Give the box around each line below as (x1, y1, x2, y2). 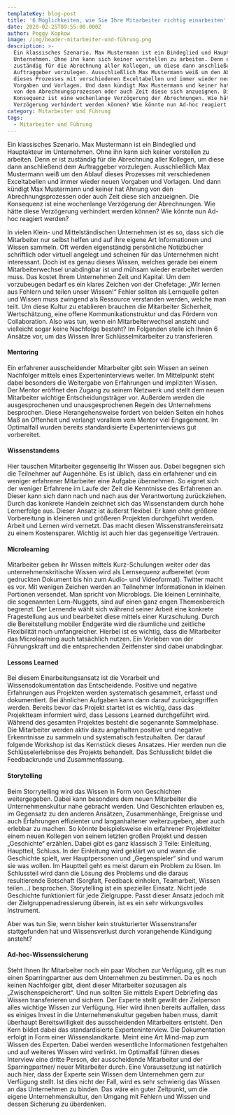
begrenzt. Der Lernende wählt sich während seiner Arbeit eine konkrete (7, 605, 214, 613)
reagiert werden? (20, 214, 69, 222)
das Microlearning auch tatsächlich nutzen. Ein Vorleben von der (7, 634, 194, 644)
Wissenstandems (7, 446, 59, 455)
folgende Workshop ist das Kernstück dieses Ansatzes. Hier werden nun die (7, 741, 227, 749)
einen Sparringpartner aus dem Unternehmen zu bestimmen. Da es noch (7, 973, 218, 981)
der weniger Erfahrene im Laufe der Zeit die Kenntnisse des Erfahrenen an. (7, 484, 223, 492)
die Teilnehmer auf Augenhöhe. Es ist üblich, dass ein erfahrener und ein (7, 469, 217, 478)
